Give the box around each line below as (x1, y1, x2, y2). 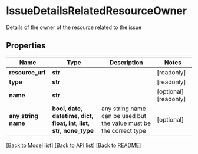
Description (109, 58, 143, 66)
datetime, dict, (52, 112, 94, 120)
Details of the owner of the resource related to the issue (6, 24, 142, 31)
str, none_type (52, 126, 94, 135)
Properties (6, 41, 46, 51)
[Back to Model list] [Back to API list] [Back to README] (6, 142, 141, 149)
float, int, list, (52, 119, 90, 127)
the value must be (101, 119, 151, 127)
